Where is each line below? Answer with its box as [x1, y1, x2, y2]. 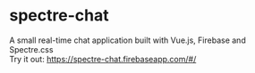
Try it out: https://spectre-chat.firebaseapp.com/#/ [9, 53, 197, 64]
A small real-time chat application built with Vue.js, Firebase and [9, 35, 246, 45]
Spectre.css [9, 44, 54, 54]
